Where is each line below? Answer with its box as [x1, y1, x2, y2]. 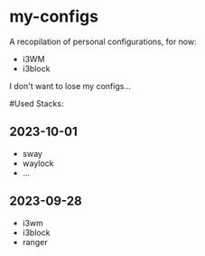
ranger [22, 236, 48, 247]
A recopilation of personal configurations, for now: [9, 36, 197, 47]
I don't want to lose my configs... [9, 80, 131, 91]
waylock [22, 158, 54, 169]
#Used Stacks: [9, 97, 64, 109]
